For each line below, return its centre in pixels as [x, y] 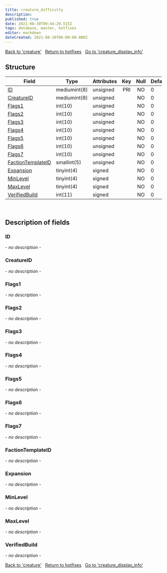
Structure [20, 67]
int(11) [64, 194]
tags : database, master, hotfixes [41, 28]
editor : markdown [23, 33]
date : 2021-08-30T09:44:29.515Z [39, 24]
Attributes [105, 81]
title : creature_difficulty [34, 10]
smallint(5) [69, 162]
